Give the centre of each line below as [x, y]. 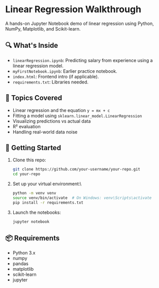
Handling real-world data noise [45, 132]
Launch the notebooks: [37, 212]
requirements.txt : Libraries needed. [51, 82]
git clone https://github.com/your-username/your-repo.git [76, 169]
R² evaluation [26, 126]
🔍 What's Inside [32, 46]
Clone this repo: [29, 160]
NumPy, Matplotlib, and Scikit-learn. [43, 28]
